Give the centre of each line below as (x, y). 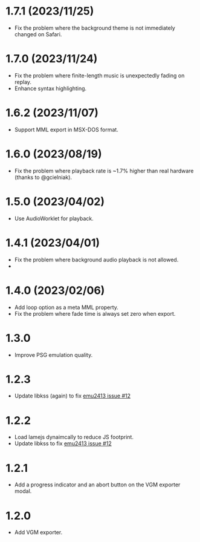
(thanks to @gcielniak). (43, 177)
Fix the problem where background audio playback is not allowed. (96, 260)
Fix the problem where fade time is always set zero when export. (95, 313)
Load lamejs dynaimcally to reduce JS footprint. (74, 437)
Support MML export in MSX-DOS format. (66, 129)
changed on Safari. (38, 34)
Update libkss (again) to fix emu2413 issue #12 (73, 396)
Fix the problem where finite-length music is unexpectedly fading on (99, 75)
